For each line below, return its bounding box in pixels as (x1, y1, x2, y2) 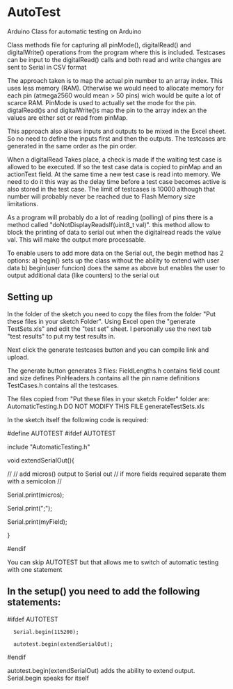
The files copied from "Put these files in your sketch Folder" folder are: (7, 394, 210, 403)
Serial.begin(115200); (13, 628, 79, 635)
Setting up (7, 291, 54, 303)
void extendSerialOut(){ (7, 456, 75, 464)
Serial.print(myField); (7, 517, 67, 526)
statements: (7, 596, 61, 608)
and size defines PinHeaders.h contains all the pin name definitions (7, 373, 200, 382)
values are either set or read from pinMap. (7, 113, 129, 122)
